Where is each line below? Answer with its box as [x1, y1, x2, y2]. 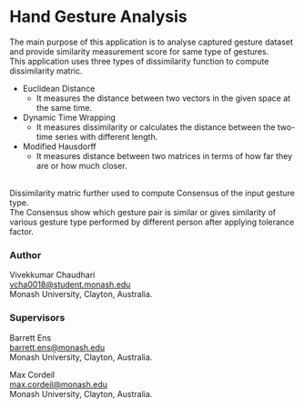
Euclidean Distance [22, 83, 96, 94]
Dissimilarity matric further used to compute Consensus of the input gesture [9, 187, 296, 198]
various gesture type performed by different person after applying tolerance [9, 216, 295, 227]
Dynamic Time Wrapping [22, 112, 117, 123]
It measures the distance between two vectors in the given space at [35, 93, 291, 104]
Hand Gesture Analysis [9, 6, 188, 27]
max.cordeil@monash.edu [9, 379, 107, 390]
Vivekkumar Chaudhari [9, 270, 96, 281]
